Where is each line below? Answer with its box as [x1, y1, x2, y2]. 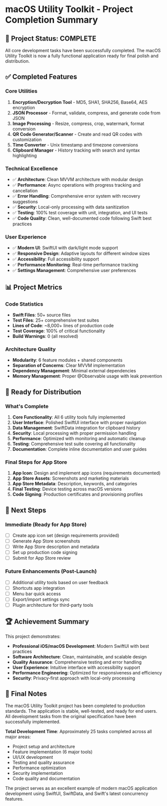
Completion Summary [5, 14, 98, 26]
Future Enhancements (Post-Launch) [5, 568, 97, 575]
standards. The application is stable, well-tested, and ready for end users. [5, 708, 157, 714]
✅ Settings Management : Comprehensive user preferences [12, 267, 136, 274]
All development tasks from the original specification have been [5, 714, 136, 720]
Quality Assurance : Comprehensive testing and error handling [12, 659, 142, 665]
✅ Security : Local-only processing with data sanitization [12, 204, 129, 210]
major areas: [5, 734, 31, 740]
